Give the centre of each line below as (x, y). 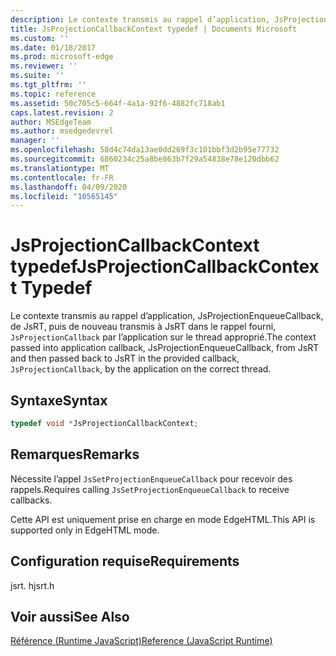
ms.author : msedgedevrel (62, 131)
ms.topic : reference (53, 94)
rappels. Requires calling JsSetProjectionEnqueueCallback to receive (150, 489)
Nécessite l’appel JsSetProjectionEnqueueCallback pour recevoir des (151, 478)
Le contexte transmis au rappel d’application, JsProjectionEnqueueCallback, (167, 316)
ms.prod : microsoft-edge (62, 57)
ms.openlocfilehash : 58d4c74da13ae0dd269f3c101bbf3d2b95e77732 (145, 150)
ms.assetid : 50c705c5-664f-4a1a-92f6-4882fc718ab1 (118, 103)
